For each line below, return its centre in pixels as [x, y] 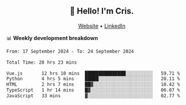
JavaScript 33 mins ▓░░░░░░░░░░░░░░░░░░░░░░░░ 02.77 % [93, 96]
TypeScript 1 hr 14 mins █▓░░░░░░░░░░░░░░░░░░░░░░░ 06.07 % [93, 90]
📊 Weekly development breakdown [52, 38]
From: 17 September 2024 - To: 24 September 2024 [70, 51]
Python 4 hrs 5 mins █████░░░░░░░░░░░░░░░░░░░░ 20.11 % [93, 79]
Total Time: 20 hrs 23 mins [42, 62]
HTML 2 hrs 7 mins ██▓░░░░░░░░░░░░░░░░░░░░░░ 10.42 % [93, 85]
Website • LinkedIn [102, 25]
